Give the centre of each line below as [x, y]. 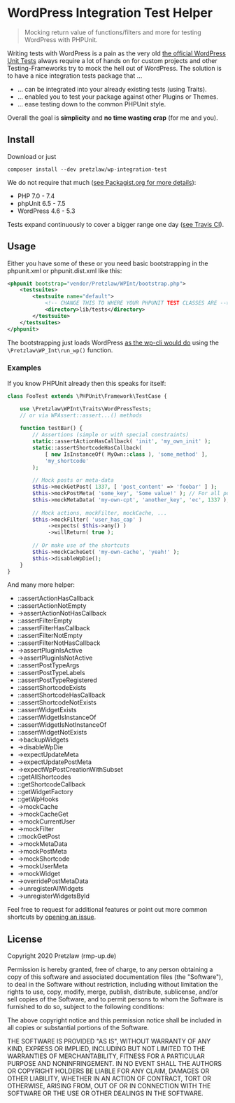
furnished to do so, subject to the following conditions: [86, 1007]
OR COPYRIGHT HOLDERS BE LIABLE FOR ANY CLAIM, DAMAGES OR [108, 1071]
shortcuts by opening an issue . [52, 917]
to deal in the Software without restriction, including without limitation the [113, 985]
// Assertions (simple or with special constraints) [111, 435]
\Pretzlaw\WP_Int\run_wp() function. [60, 350]
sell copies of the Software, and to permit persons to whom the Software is [115, 999]
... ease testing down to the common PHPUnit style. [92, 104]
